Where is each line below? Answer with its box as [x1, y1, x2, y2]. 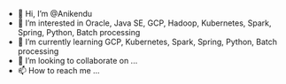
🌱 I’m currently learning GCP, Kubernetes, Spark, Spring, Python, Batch [17, 36, 277, 47]
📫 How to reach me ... [17, 65, 100, 75]
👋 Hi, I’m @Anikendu [17, 9, 93, 19]
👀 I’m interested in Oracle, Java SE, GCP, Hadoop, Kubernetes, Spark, [17, 18, 272, 28]
